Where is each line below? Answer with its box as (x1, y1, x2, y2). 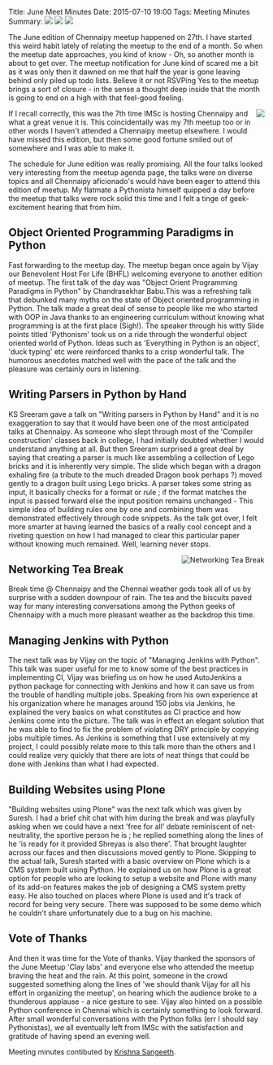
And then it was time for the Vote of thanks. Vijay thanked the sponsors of (8, 953, 256, 963)
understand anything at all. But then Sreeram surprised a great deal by (8, 444, 245, 454)
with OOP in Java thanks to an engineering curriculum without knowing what (8, 312, 265, 322)
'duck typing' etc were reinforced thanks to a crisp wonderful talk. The (8, 346, 245, 357)
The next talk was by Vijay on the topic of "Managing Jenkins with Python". (8, 655, 260, 665)
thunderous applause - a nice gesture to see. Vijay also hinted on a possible (8, 997, 262, 1006)
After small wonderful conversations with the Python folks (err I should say (8, 1014, 258, 1023)
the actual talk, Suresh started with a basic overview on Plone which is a (8, 857, 250, 866)
